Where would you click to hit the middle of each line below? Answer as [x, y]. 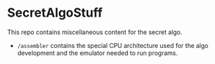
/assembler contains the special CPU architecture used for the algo [113, 45]
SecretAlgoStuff [55, 13]
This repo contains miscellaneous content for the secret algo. [95, 32]
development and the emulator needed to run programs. [97, 53]
